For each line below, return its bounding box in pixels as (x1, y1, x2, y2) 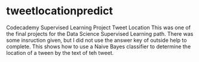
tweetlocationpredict (6, 4, 114, 18)
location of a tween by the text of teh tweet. (6, 49, 114, 56)
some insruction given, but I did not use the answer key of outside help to (6, 36, 187, 44)
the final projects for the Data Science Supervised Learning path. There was (6, 30, 194, 37)
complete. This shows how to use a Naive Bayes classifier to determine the (6, 43, 191, 50)
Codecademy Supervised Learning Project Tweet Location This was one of (6, 24, 191, 31)
